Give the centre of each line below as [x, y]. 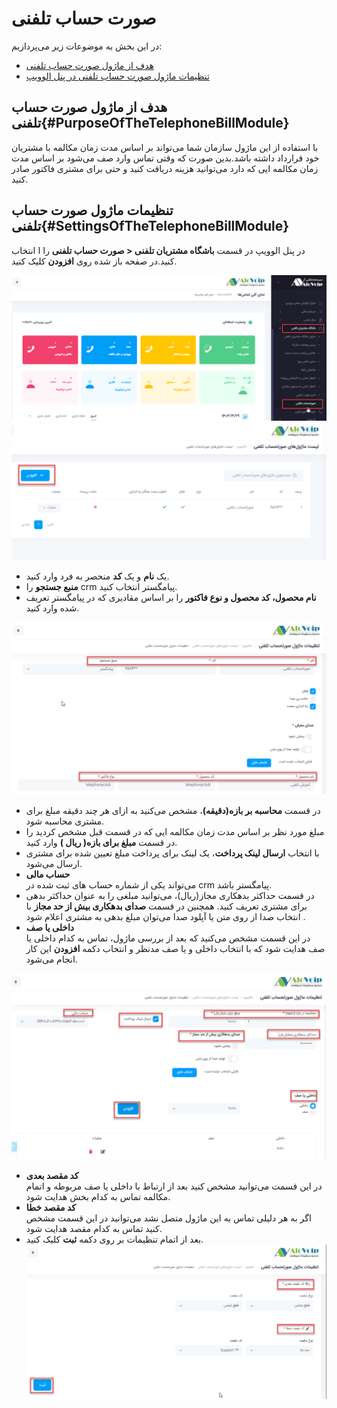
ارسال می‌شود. [54, 863]
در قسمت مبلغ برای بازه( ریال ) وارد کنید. [101, 842]
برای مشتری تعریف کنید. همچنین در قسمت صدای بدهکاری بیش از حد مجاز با [166, 906]
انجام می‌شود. [51, 959]
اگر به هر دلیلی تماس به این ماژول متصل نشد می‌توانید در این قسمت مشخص [168, 1218]
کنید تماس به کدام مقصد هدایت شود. [94, 1229]
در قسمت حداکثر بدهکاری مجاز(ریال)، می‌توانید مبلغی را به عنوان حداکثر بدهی [170, 895]
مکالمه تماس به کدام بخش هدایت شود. [98, 1197]
